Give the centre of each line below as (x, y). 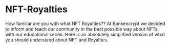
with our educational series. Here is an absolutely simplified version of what (85, 34)
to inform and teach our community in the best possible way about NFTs (81, 29)
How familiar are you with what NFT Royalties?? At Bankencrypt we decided (85, 23)
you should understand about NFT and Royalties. (57, 40)
